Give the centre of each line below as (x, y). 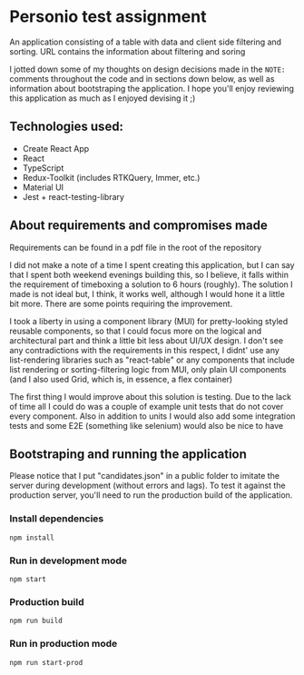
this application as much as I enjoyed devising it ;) (103, 98)
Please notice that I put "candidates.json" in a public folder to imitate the (144, 476)
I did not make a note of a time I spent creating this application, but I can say (152, 264)
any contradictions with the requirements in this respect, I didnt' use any (144, 350)
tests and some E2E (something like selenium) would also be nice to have (147, 425)
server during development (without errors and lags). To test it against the (147, 486)
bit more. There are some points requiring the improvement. (121, 303)
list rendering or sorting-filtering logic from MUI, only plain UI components (148, 369)
